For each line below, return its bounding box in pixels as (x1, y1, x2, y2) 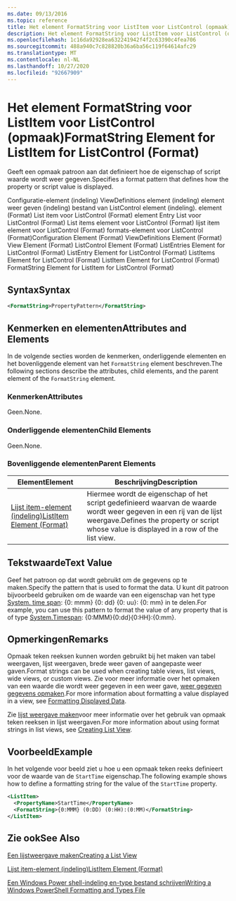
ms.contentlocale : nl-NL (7, 56, 80, 63)
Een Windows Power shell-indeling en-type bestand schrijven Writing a (7, 878, 211, 887)
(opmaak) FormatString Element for (7, 130, 216, 145)
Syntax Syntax (7, 284, 71, 296)
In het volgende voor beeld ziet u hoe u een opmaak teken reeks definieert (7, 764, 223, 773)
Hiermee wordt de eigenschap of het (86, 489, 209, 498)
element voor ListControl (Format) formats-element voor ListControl (7, 226, 204, 234)
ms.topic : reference (7, 17, 68, 24)
